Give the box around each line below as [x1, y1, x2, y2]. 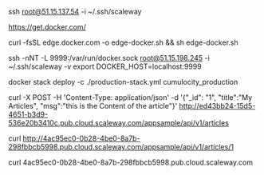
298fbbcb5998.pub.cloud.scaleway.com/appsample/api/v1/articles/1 [8, 142, 234, 151]
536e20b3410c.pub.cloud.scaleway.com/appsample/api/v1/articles [8, 118, 230, 127]
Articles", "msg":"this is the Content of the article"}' [8, 101, 178, 110]
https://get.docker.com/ [8, 22, 86, 31]
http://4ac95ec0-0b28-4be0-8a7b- [22, 133, 141, 143]
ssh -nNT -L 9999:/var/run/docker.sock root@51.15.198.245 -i [8, 54, 210, 62]
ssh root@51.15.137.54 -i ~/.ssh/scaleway [8, 7, 142, 16]
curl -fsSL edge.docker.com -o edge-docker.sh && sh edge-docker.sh [8, 38, 238, 47]
